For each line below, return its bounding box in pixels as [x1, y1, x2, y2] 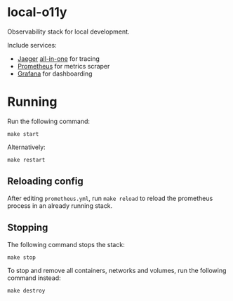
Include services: [7, 41, 58, 49]
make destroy [7, 287, 46, 294]
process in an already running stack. [7, 201, 113, 210]
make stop [7, 253, 36, 261]
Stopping [7, 222, 48, 234]
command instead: [7, 274, 61, 282]
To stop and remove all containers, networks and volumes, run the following [7, 266, 227, 274]
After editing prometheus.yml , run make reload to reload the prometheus [7, 194, 213, 202]
